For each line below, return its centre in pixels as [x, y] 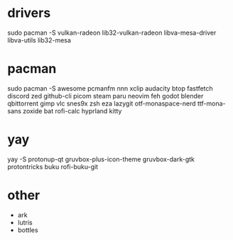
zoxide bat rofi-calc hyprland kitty [72, 110]
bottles [28, 230]
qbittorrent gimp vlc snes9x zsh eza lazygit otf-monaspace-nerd [102, 103]
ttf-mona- [212, 103]
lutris [25, 222]
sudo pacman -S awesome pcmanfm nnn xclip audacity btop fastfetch [110, 88]
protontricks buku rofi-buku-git [53, 166]
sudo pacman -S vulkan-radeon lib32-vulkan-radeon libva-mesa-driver [112, 33]
